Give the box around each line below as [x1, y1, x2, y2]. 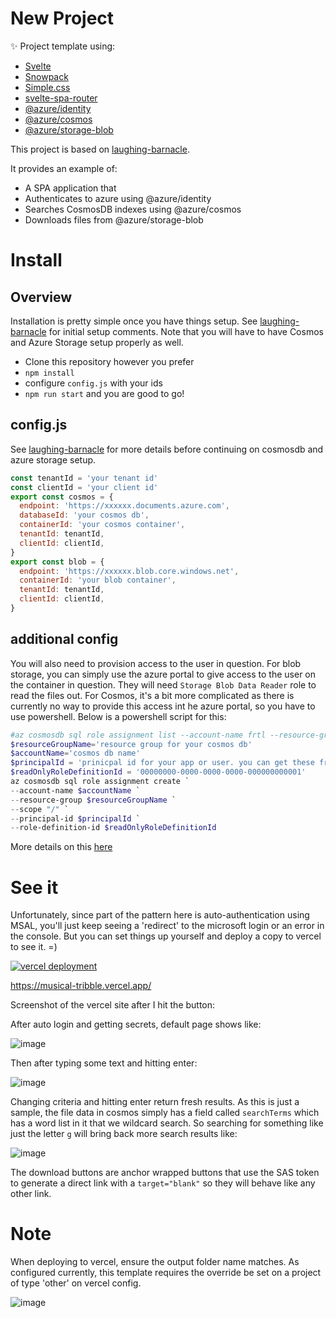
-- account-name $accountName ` [10, 785, 141, 796]
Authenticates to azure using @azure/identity [24, 192, 212, 204]
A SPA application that [24, 182, 117, 194]
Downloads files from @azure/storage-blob [24, 213, 204, 226]
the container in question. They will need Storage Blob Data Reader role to [10, 678, 317, 691]
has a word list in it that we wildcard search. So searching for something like [10, 1117, 324, 1129]
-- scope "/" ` [10, 804, 70, 814]
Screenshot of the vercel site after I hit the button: [10, 999, 216, 1011]
